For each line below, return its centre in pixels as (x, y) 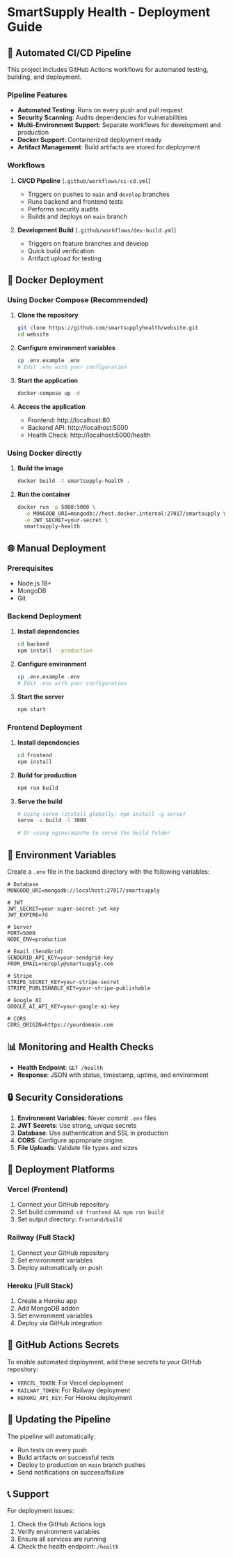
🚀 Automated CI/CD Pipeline (69, 53)
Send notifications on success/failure (71, 1472)
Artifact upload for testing (65, 258)
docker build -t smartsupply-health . (73, 481)
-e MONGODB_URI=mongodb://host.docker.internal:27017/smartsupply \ (125, 514)
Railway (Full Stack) (41, 1237)
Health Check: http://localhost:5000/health (89, 435)
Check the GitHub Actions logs (62, 1524)
